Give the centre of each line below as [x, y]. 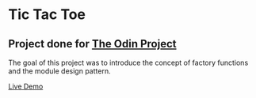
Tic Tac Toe [47, 15]
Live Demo [26, 86]
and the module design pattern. [59, 71]
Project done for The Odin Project [92, 44]
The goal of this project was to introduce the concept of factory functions [128, 62]
